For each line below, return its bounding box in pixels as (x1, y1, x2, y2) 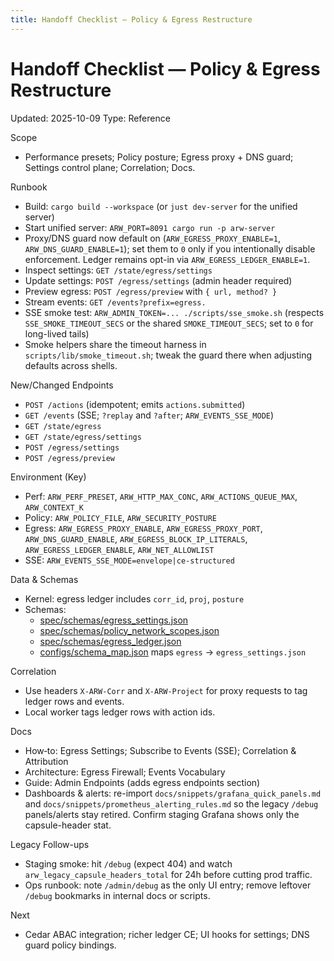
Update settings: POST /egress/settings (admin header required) (24, 274, 293, 286)
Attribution (24, 755, 69, 767)
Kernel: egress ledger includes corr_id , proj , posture (24, 592, 245, 605)
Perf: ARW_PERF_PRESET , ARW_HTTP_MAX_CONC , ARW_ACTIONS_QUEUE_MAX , (24, 490, 298, 502)
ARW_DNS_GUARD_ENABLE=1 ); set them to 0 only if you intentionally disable (24, 242, 316, 255)
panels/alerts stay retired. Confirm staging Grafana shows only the (24, 808, 300, 820)
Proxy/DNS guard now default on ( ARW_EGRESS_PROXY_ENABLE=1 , (24, 232, 281, 244)
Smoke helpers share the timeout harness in (24, 338, 207, 350)
